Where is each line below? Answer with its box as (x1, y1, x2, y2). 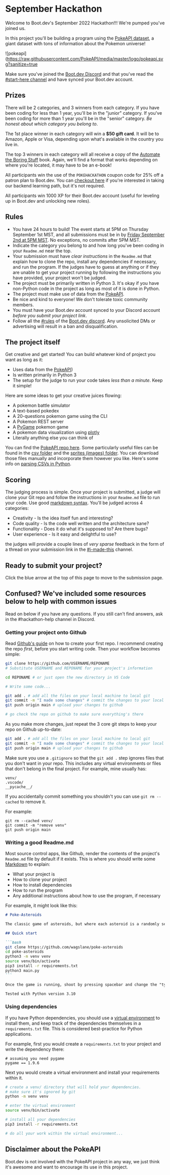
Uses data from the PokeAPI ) (12, 367, 73, 373)
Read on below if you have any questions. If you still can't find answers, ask (5, 610, 163, 617)
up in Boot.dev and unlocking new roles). (5, 198, 91, 204)
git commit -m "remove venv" (5, 823, 67, 828)
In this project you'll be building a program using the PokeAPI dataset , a (5, 35, 154, 41)
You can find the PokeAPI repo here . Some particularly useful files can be (5, 445, 158, 451)
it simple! (12, 383, 32, 389)
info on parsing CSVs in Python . (5, 461, 72, 467)
